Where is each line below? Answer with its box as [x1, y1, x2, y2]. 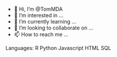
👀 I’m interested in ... [13, 12, 64, 19]
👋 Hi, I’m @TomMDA [13, 6, 63, 12]
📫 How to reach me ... [13, 31, 68, 38]
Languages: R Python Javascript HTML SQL [5, 45, 112, 51]
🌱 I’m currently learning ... [13, 18, 77, 25]
